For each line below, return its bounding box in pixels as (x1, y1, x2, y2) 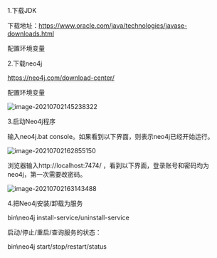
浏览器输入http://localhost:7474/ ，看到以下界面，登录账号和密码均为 (7, 161, 210, 170)
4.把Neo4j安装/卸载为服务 (7, 199, 83, 207)
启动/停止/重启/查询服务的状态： (7, 228, 102, 237)
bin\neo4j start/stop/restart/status (7, 242, 107, 251)
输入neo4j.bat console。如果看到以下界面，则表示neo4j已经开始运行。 (7, 133, 214, 140)
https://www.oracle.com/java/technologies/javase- (38, 21, 188, 30)
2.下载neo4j (7, 59, 43, 68)
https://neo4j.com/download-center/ (7, 73, 115, 82)
